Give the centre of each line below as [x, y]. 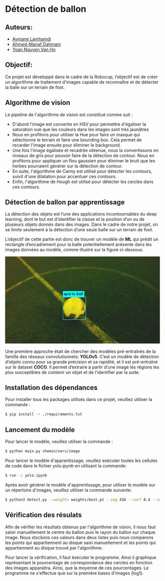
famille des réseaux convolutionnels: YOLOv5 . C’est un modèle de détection [82, 356]
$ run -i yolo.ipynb [26, 476]
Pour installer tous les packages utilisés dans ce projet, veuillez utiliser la [79, 399]
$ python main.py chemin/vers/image [42, 451]
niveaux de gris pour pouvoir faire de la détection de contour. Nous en [83, 155]
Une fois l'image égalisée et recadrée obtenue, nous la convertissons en [85, 150]
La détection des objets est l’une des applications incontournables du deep [81, 214]
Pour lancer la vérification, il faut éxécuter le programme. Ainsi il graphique [81, 557]
